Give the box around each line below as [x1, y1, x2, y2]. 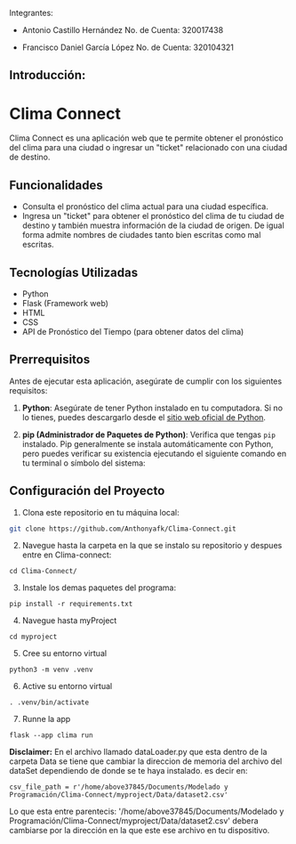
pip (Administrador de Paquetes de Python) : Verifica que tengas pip [21, 429, 276, 440]
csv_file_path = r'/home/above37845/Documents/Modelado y [9, 783, 228, 791]
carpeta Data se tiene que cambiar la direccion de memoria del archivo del [9, 756, 283, 767]
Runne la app [21, 714, 71, 725]
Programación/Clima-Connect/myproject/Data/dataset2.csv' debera [9, 816, 260, 826]
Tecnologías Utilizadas [9, 264, 139, 280]
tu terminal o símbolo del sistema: [21, 458, 146, 468]
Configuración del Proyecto [9, 483, 165, 499]
